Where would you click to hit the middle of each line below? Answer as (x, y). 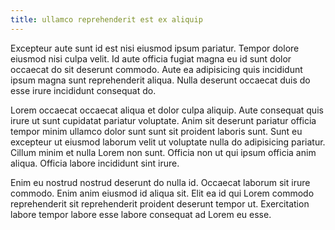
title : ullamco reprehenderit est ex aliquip (106, 19)
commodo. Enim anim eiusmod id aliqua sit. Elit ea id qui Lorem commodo (162, 193)
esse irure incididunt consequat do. (83, 90)
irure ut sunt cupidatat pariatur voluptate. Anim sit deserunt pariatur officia (163, 120)
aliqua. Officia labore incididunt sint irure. (95, 163)
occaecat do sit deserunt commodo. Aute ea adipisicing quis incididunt (156, 69)
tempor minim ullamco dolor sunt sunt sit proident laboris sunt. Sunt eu (156, 131)
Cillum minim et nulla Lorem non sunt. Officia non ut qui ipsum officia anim (163, 152)
